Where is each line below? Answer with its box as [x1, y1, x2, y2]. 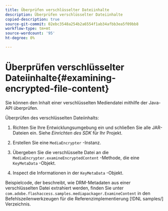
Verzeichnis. [5, 201, 31, 207]
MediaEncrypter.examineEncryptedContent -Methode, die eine [12, 155, 140, 161]
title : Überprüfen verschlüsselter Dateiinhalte [5, 7, 109, 13]
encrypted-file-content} [5, 83, 109, 95]
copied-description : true [5, 17, 60, 22]
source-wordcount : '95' [5, 31, 55, 36]
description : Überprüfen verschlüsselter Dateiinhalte [5, 12, 123, 17]
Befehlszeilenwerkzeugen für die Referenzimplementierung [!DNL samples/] [5, 195, 164, 201]
